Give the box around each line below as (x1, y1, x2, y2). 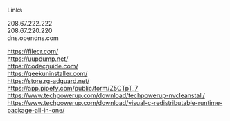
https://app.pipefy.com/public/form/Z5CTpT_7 (7, 84, 139, 92)
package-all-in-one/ (7, 106, 65, 114)
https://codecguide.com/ (7, 62, 78, 70)
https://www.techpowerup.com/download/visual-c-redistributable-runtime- (7, 99, 223, 106)
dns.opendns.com (7, 34, 59, 42)
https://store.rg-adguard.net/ (7, 77, 90, 85)
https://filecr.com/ (7, 48, 59, 55)
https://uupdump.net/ (7, 55, 69, 63)
